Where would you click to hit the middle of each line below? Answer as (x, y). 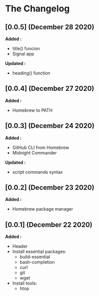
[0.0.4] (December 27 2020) (50, 89)
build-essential (35, 257)
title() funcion (26, 48)
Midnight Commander (34, 152)
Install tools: (25, 283)
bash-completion (37, 262)
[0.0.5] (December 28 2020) (50, 27)
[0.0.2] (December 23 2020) (50, 187)
